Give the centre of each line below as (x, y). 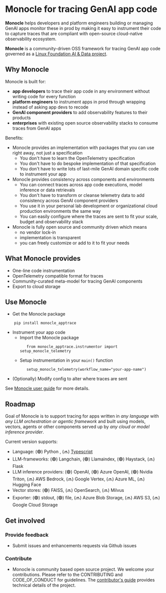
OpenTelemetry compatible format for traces (58, 276)
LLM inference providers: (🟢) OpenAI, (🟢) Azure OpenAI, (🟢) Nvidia (82, 472)
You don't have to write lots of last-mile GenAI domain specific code (89, 168)
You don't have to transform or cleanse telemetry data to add (82, 195)
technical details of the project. (44, 585)
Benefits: (14, 138)
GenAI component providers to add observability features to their (80, 112)
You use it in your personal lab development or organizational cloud (88, 206)
